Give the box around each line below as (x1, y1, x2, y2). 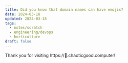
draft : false (5, 39, 32, 44)
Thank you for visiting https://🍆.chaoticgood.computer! (5, 52, 116, 58)
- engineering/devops (9, 30, 54, 35)
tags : (5, 21, 16, 26)
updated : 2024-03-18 (5, 16, 47, 21)
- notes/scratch (9, 25, 43, 30)
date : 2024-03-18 (5, 12, 41, 17)
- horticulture (9, 35, 41, 40)
